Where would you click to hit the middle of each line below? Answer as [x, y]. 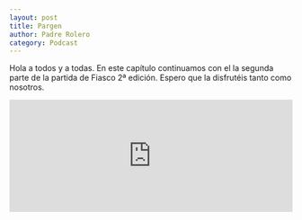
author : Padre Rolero [50, 34]
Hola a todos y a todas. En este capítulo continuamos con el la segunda [142, 68]
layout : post [34, 18]
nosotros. [27, 87]
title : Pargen [36, 26]
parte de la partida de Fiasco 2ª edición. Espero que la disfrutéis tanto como [151, 78]
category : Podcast [44, 43]
